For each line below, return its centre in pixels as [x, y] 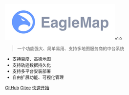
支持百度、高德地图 [32, 59]
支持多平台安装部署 [32, 71]
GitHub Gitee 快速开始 [27, 88]
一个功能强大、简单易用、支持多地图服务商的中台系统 [71, 48]
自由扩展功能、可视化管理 [38, 77]
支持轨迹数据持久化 [32, 65]
